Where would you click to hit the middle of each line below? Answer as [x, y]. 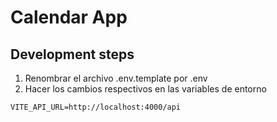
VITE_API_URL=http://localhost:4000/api [96, 107]
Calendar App [69, 17]
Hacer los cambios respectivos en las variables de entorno [145, 89]
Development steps [72, 54]
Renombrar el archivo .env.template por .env [116, 78]
